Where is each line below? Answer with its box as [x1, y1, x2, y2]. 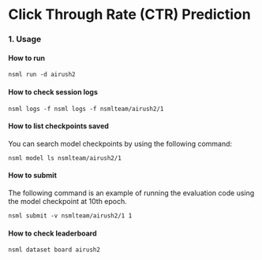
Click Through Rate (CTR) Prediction [8, 6, 251, 24]
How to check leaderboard [8, 228, 97, 238]
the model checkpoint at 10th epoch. [8, 196, 128, 206]
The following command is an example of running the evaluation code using [8, 188, 255, 198]
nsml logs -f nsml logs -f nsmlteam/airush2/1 [8, 105, 164, 113]
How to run [8, 53, 46, 62]
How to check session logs [8, 87, 99, 96]
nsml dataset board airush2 [8, 246, 101, 254]
